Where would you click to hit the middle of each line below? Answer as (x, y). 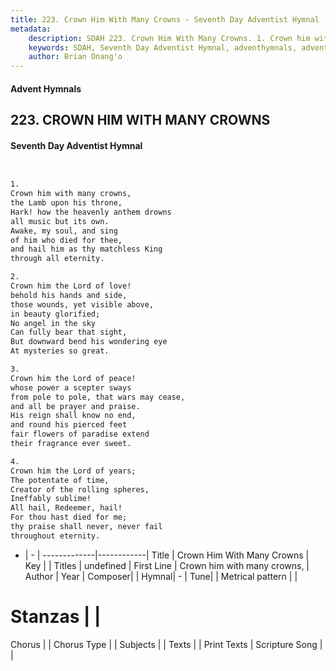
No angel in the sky (53, 323)
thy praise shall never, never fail (86, 527)
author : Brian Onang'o (75, 57)
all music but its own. (60, 221)
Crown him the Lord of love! (71, 286)
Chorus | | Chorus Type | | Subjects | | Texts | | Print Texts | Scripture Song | (166, 644)
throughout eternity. (55, 536)
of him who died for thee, (66, 240)
